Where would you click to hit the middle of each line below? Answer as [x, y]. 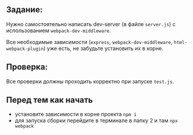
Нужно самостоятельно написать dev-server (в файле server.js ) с [91, 24]
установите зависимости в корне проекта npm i [76, 114]
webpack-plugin [25, 49]
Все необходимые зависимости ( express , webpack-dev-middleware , [89, 42]
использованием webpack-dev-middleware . [59, 30]
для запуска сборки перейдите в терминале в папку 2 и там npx [96, 121]
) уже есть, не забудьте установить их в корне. [104, 48]
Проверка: [27, 67]
